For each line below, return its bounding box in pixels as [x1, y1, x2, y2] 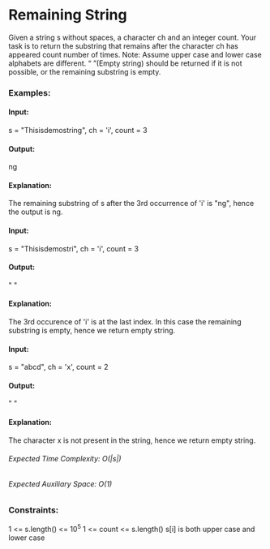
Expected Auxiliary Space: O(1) [8, 478, 113, 488]
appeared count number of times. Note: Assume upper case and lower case [8, 49, 262, 59]
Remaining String [8, 6, 127, 24]
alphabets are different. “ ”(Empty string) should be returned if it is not [8, 58, 242, 68]
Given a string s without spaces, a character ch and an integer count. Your [8, 32, 257, 42]
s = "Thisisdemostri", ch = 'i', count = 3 [8, 243, 139, 253]
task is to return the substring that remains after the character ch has [8, 41, 239, 50]
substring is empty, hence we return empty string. [8, 326, 176, 336]
